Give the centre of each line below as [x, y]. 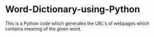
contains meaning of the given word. [43, 28]
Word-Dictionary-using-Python [73, 9]
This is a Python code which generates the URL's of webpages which [77, 23]
